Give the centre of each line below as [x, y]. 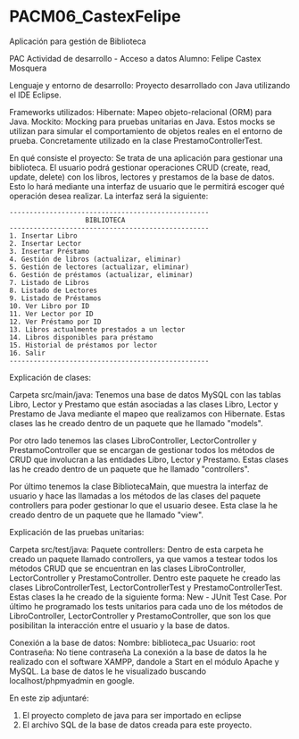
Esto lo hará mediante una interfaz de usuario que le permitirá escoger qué [147, 186]
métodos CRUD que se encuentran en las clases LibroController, [128, 568]
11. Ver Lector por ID [51, 314]
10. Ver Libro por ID [50, 306]
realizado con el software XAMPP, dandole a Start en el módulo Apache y [144, 661]
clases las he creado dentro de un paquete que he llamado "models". [136, 423]
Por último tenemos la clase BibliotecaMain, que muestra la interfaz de [139, 486]
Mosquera [28, 68]
